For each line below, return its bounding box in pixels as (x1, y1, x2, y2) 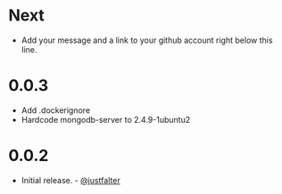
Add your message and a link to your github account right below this (21, 35, 273, 45)
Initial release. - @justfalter (21, 174, 121, 185)
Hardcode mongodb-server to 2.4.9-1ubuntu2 (21, 114, 191, 125)
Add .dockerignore (21, 104, 91, 116)
